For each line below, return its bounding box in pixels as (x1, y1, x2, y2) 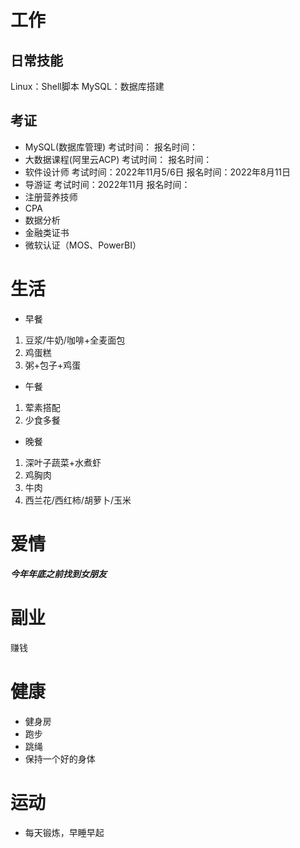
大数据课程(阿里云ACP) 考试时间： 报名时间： (24, 153, 213, 165)
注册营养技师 (24, 191, 78, 203)
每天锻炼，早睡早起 (24, 826, 105, 838)
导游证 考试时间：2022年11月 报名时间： (24, 178, 191, 190)
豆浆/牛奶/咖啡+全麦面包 (24, 334, 126, 346)
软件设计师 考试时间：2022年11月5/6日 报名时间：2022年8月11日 (24, 166, 292, 178)
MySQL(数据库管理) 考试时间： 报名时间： (24, 141, 199, 153)
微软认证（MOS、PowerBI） (24, 239, 142, 251)
